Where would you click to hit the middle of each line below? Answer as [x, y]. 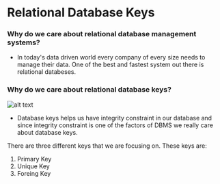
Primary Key [34, 159]
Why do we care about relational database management [102, 34]
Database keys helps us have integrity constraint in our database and [114, 118]
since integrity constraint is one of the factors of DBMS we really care [115, 125]
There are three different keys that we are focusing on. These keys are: [107, 146]
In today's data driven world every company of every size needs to [111, 57]
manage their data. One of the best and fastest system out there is [110, 65]
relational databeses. [46, 72]
